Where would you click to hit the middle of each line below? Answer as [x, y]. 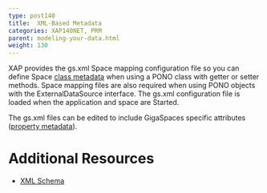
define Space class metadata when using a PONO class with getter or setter [134, 77]
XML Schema [42, 181]
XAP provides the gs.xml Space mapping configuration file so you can [124, 68]
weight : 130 [28, 46]
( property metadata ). [43, 127]
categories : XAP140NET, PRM [55, 30]
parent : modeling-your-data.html [64, 38]
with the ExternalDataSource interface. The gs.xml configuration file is [124, 94]
